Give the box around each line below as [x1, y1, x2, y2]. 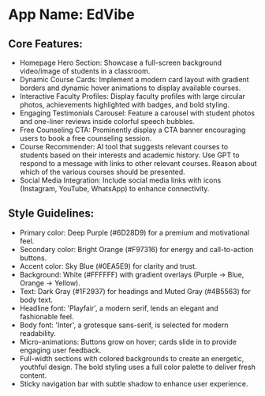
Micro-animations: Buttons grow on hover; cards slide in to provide [19, 337, 237, 346]
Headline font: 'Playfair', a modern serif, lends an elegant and [19, 303, 218, 313]
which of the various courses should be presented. [19, 168, 185, 176]
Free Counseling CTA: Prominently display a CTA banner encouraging [19, 125, 246, 134]
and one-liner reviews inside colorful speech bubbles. [19, 117, 196, 126]
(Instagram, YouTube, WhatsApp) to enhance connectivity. [19, 184, 210, 193]
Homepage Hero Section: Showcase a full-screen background [19, 58, 222, 67]
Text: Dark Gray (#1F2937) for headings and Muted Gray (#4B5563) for [19, 286, 251, 296]
